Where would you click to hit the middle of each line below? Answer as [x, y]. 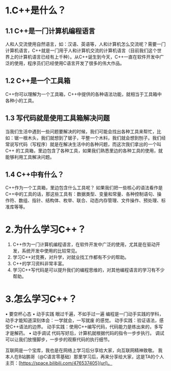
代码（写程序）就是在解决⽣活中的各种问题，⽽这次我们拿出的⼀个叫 [90, 144]
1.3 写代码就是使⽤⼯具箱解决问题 [58, 118]
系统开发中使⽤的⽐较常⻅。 [51, 251]
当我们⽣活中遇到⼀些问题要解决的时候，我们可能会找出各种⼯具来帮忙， [81, 131]
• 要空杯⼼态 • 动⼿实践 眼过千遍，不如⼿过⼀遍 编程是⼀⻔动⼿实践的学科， [84, 314]
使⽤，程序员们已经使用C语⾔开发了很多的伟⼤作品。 [69, 63]
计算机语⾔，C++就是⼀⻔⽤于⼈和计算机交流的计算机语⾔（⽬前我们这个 [81, 51]
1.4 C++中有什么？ [35, 175]
